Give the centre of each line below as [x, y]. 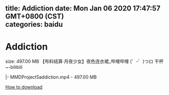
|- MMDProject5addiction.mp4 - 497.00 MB [51, 77]
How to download [24, 87]
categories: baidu [34, 24]
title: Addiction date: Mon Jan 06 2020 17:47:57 [83, 8]
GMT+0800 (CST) [35, 17]
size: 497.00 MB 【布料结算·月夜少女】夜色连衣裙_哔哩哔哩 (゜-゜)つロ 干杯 [84, 62]
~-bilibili [14, 67]
